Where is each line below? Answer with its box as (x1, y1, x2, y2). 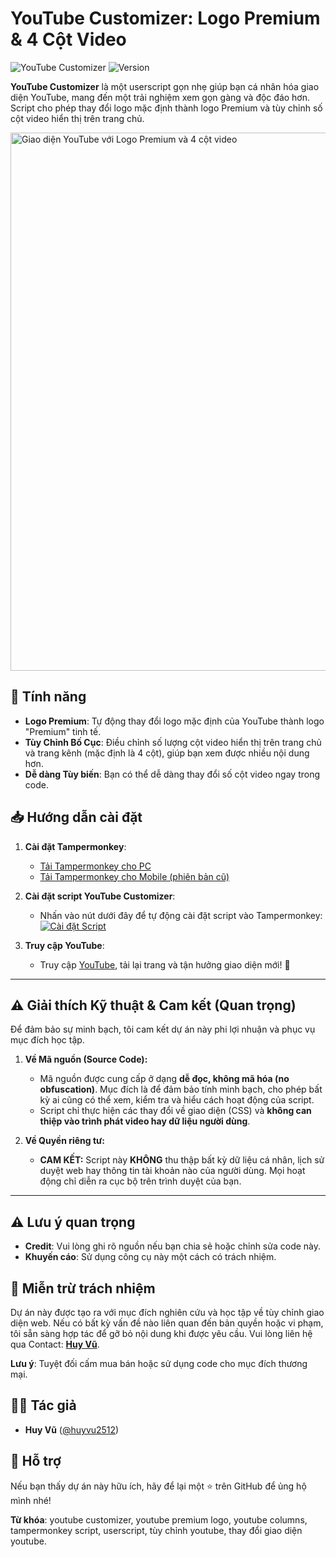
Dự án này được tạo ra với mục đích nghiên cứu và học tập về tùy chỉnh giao (10, 1307, 325, 1318)
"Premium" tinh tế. (24, 725, 102, 737)
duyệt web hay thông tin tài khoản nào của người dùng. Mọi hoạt (39, 1165, 306, 1177)
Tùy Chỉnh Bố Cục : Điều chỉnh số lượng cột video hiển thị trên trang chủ (24, 736, 322, 748)
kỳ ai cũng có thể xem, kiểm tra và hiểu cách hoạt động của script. (39, 1094, 315, 1106)
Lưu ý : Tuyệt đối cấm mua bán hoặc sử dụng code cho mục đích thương (10, 1358, 308, 1369)
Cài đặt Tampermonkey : (24, 840, 127, 852)
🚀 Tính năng (10, 688, 87, 706)
